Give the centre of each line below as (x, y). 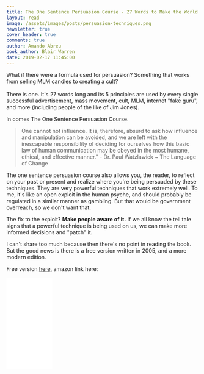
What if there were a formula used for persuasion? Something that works (98, 74)
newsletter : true (28, 29)
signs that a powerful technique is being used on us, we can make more (97, 226)
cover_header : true (31, 35)
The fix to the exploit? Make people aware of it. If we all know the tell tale (99, 219)
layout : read (23, 18)
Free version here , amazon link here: (52, 268)
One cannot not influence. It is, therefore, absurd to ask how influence (109, 131)
